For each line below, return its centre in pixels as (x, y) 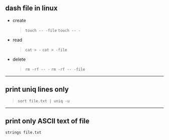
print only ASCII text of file (47, 121)
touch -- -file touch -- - (53, 30)
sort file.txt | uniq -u (44, 101)
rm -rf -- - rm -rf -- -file (55, 69)
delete (19, 59)
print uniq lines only (37, 90)
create (19, 20)
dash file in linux (31, 8)
